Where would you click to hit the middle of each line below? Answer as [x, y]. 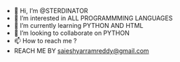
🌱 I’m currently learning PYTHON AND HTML [78, 25]
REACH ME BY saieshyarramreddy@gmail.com [81, 51]
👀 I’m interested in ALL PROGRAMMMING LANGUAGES [93, 18]
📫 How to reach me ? [45, 41]
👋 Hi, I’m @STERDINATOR [51, 11]
